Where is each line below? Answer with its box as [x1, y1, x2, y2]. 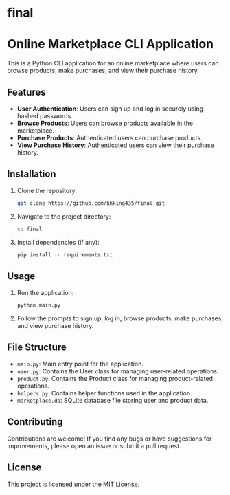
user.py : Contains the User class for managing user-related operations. [16, 366, 219, 375]
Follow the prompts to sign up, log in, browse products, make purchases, [16, 314, 223, 322]
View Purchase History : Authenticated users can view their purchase [16, 141, 214, 149]
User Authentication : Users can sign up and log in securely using [16, 104, 204, 113]
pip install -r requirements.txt [16, 251, 113, 258]
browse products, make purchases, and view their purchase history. [7, 67, 199, 75]
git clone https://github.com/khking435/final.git [16, 199, 165, 207]
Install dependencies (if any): [16, 238, 100, 246]
